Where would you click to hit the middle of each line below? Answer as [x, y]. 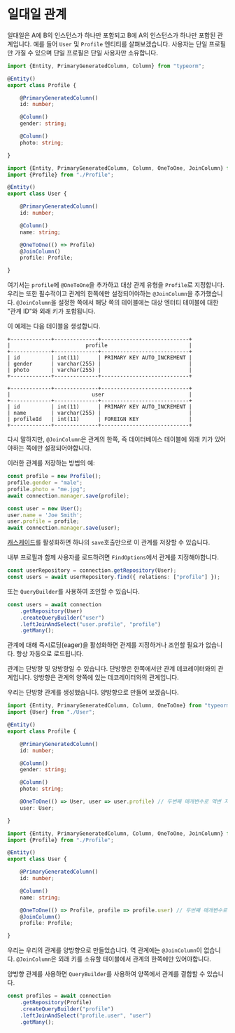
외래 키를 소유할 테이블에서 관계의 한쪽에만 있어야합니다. [135, 959]
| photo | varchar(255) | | [100, 370]
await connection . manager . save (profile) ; [69, 495]
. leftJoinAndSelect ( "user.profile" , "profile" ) [90, 624]
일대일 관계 [37, 14]
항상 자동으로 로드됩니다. [50, 654]
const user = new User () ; [45, 508]
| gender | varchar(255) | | [100, 364]
